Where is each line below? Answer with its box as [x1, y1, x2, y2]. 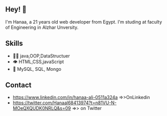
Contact [5, 81, 32, 90]
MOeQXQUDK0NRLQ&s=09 [12, 105, 71, 111]
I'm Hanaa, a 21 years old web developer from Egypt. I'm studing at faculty [5, 18, 162, 25]
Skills [5, 39, 23, 48]
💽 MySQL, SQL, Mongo [12, 66, 61, 72]
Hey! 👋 [5, 5, 27, 14]
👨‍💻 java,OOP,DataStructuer [12, 52, 70, 59]
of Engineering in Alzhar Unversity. [5, 24, 79, 30]
